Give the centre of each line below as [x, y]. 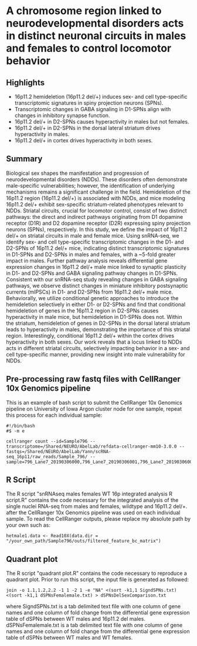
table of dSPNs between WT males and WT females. [69, 638]
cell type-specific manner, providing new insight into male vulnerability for [96, 354]
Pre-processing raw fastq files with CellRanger [93, 379]
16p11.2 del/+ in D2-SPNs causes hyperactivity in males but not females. [102, 121]
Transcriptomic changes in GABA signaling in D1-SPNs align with [93, 109]
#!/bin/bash [21, 426]
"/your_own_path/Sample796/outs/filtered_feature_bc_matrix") [84, 541]
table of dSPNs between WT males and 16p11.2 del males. [76, 619]
